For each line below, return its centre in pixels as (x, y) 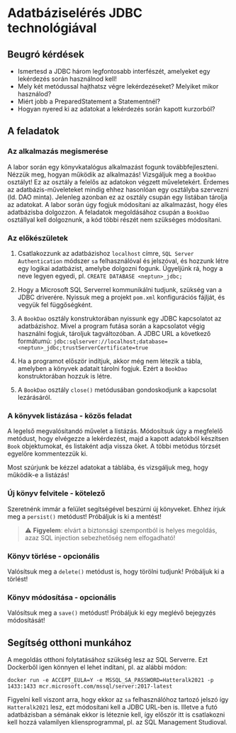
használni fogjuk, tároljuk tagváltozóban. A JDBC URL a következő (114, 333)
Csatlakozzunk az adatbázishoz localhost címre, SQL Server (106, 253)
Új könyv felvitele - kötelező (56, 493)
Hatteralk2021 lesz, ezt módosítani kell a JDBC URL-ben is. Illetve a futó (112, 707)
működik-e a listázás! (38, 475)
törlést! (18, 578)
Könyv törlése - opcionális (54, 556)
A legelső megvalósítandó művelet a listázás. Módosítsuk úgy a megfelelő (115, 431)
